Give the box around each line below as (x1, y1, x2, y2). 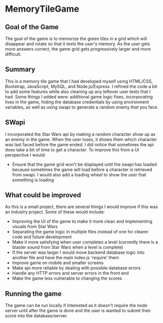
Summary (5, 65, 36, 74)
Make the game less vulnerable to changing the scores (12, 275, 123, 281)
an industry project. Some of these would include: (5, 209, 105, 215)
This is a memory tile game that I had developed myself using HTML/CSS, (5, 78, 153, 84)
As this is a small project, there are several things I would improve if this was (5, 204, 158, 210)
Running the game (5, 289, 62, 298)
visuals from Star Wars (12, 224, 58, 229)
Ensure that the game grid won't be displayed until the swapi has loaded (12, 161, 157, 167)
